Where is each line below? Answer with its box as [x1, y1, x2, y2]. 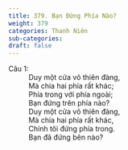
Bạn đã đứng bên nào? [28, 132, 104, 142]
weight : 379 [8, 19, 48, 27]
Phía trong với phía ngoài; [28, 90, 114, 99]
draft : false [8, 42, 52, 50]
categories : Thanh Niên [8, 27, 89, 35]
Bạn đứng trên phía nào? [28, 98, 110, 108]
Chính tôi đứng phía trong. [28, 124, 115, 134]
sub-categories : [8, 34, 63, 43]
